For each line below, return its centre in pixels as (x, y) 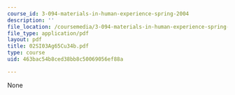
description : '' (31, 20)
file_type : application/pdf (48, 33)
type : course (26, 53)
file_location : (29, 27)
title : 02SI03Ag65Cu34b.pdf (48, 46)
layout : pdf (24, 40)
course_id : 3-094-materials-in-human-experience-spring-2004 (98, 14)
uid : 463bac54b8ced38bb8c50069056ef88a (65, 59)
